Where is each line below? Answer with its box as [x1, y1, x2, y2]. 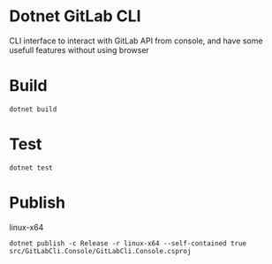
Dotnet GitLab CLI [9, 6, 141, 26]
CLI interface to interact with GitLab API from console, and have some [9, 35, 263, 46]
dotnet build [9, 104, 57, 114]
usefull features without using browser [9, 44, 150, 55]
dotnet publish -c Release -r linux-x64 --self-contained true [9, 238, 247, 248]
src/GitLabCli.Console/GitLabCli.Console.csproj [9, 246, 192, 255]
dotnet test [9, 163, 53, 172]
